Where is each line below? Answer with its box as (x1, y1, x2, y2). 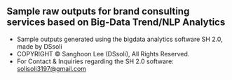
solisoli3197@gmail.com (16, 64, 87, 72)
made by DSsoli (16, 42, 62, 51)
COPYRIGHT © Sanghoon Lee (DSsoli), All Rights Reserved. (16, 49, 190, 58)
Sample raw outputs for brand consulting (6, 6, 190, 17)
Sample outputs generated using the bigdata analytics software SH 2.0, (16, 35, 224, 43)
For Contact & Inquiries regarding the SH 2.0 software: (16, 57, 175, 65)
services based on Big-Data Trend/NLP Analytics (6, 17, 226, 29)
